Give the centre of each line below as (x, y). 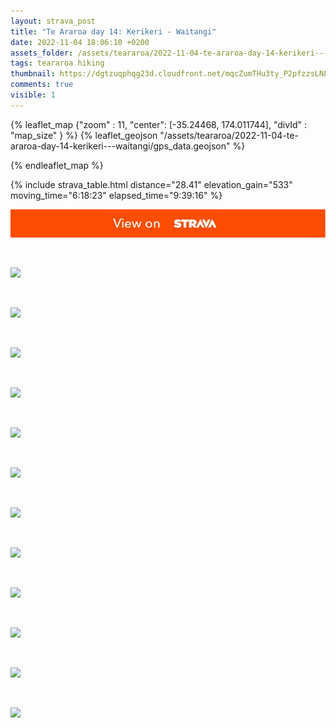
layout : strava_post (53, 21)
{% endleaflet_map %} (57, 165)
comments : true (42, 85)
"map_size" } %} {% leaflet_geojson (84, 135)
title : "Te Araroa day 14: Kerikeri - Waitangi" (113, 31)
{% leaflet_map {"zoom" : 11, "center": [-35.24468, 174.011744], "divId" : (158, 124)
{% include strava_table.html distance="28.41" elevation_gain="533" (151, 184)
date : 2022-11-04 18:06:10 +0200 (80, 42)
